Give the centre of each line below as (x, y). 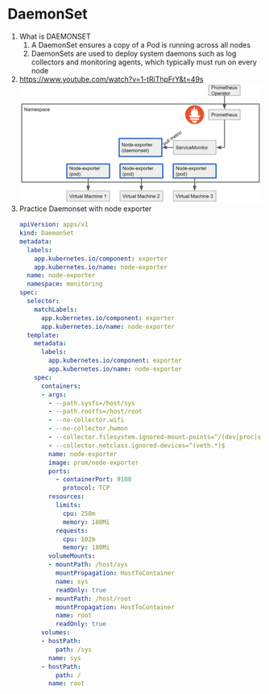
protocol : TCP (86, 488)
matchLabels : (56, 310)
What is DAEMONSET (55, 36)
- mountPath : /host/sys (88, 565)
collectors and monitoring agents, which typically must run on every (144, 62)
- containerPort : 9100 (93, 480)
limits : (68, 505)
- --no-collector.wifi (87, 420)
